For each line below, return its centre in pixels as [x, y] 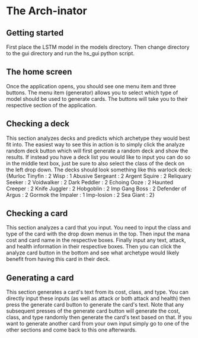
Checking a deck [38, 124]
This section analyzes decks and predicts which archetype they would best [98, 138]
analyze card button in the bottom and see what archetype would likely [93, 253]
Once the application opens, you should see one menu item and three [91, 86]
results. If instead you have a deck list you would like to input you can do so [98, 157]
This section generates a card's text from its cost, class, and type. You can [97, 292]
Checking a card [37, 214]
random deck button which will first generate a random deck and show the [97, 151]
